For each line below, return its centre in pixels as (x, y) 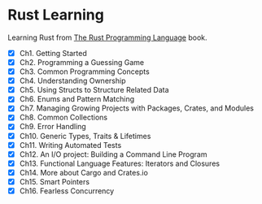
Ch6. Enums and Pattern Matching (77, 99)
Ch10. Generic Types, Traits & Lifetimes (85, 136)
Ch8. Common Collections (63, 117)
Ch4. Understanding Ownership (72, 81)
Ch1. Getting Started (53, 53)
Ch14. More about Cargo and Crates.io (83, 172)
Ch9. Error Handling (52, 127)
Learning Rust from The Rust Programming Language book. (107, 37)
